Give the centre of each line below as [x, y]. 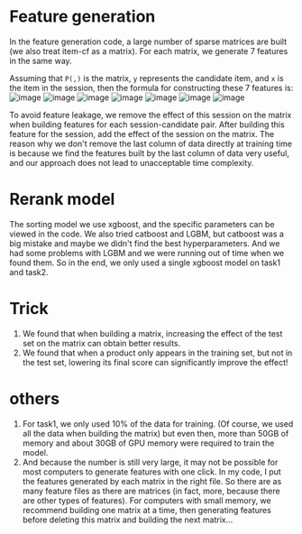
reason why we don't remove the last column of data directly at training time [151, 143]
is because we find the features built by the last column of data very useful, [150, 153]
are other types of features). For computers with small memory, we [147, 500]
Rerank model [62, 199]
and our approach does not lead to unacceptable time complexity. [132, 162]
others [35, 399]
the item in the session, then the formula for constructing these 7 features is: [151, 87]
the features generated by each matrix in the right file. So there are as [152, 481]
